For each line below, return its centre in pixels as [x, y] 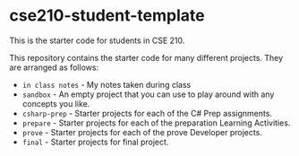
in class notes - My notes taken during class [107, 84]
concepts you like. [56, 103]
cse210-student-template [107, 16]
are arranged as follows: [54, 67]
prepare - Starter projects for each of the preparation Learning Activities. [156, 123]
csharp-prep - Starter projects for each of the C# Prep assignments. [147, 113]
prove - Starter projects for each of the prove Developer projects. [142, 132]
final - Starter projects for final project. [95, 142]
